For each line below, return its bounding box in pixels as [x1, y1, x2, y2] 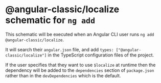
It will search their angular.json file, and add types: [5, 46, 114, 52]
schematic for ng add [5, 14, 96, 26]
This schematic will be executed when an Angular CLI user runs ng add [5, 31, 154, 37]
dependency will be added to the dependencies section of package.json [5, 67, 154, 73]
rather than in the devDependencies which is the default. [5, 72, 121, 78]
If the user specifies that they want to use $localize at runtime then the [5, 62, 156, 68]
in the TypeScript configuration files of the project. [48, 52, 154, 58]
